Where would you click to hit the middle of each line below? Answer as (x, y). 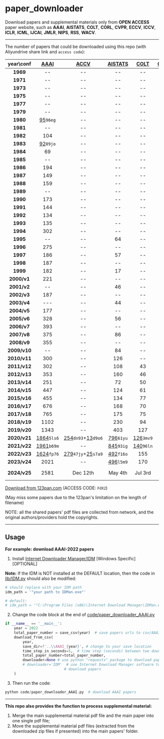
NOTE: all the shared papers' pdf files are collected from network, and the (79, 512)
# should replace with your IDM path (43, 587)
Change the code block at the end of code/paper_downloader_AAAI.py (83, 615)
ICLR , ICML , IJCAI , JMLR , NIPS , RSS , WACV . (51, 32)
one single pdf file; (31, 720)
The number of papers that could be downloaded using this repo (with (76, 46)
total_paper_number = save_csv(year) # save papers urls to (77, 633)
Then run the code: (31, 683)
